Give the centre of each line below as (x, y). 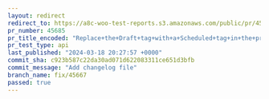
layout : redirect (37, 16)
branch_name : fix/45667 (47, 75)
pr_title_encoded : (38, 38)
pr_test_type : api (38, 46)
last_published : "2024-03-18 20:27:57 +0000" (85, 53)
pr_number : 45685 (37, 30)
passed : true (29, 82)
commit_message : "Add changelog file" (72, 68)
